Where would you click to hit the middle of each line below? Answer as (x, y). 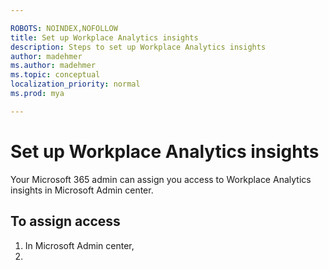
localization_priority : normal (75, 84)
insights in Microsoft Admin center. (82, 190)
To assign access (65, 221)
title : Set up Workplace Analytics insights (104, 37)
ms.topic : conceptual (55, 75)
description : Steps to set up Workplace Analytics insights (138, 47)
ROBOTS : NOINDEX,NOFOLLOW (64, 28)
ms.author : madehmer (53, 66)
